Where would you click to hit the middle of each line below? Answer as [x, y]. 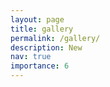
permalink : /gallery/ [55, 38]
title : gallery [42, 29]
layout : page [37, 19]
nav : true [31, 57]
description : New [46, 47]
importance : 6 [40, 66]
